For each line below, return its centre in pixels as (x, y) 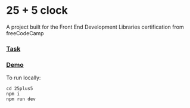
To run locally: (24, 78)
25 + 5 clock (37, 10)
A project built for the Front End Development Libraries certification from (95, 27)
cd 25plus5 (20, 89)
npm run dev (21, 99)
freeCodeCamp (25, 33)
